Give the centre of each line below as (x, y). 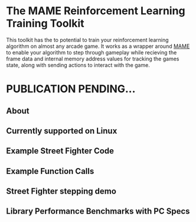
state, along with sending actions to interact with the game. (78, 65)
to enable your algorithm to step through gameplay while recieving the (92, 52)
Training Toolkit (45, 23)
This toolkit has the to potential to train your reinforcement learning (88, 40)
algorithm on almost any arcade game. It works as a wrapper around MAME (98, 46)
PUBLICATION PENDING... (71, 89)
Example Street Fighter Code (60, 151)
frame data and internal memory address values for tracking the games (93, 59)
